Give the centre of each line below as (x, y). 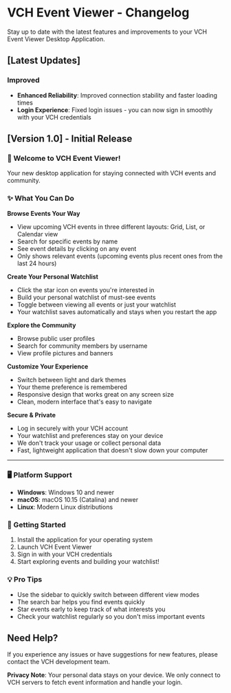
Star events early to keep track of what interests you (91, 609)
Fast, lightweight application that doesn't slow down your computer (112, 450)
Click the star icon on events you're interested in (86, 289)
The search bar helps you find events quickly (81, 602)
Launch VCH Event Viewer (54, 547)
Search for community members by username (82, 346)
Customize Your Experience (48, 366)
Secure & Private (32, 415)
